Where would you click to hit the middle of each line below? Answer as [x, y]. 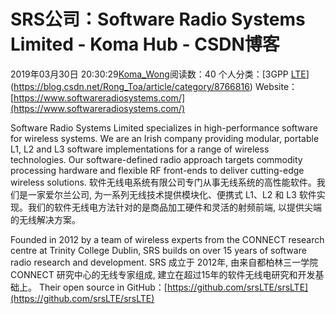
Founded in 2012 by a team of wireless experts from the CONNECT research [167, 239]
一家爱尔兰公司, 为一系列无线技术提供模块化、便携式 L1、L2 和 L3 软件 [172, 194]
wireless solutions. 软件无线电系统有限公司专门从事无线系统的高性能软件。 [163, 182]
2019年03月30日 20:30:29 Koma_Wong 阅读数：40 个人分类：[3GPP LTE [158, 74]
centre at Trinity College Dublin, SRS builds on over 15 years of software [158, 250]
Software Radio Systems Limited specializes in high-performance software [164, 127]
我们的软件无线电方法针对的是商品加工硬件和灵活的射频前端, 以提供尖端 [174, 207]
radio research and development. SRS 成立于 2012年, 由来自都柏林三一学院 [164, 262]
